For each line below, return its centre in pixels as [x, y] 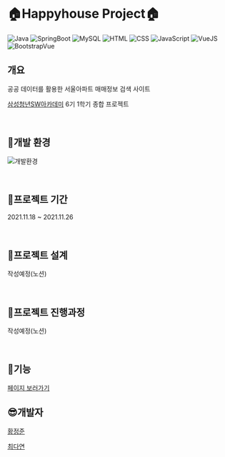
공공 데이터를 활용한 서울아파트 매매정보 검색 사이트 [79, 89]
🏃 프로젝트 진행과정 [46, 312]
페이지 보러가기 [29, 388]
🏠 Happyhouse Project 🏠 [84, 14]
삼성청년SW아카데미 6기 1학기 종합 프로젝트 [68, 104]
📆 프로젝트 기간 [37, 200]
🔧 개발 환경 [29, 142]
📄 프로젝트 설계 [37, 255]
